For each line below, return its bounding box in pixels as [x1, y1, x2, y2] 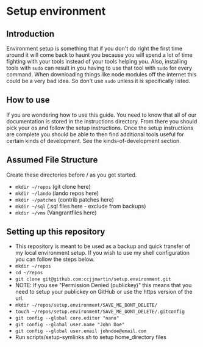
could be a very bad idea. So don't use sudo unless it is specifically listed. [6, 78, 191, 84]
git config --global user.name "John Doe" [15, 322, 125, 328]
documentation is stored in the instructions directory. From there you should [6, 117, 198, 125]
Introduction [6, 29, 55, 39]
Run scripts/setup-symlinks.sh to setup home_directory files [15, 334, 166, 341]
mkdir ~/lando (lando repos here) [15, 189, 99, 197]
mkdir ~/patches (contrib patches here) [15, 195, 114, 203]
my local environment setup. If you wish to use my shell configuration [15, 249, 190, 257]
